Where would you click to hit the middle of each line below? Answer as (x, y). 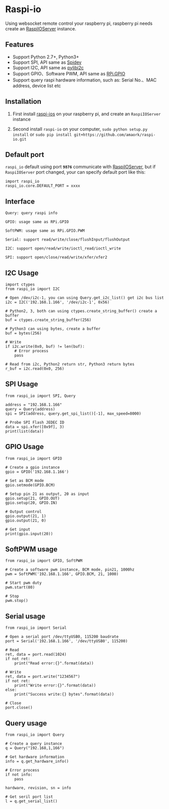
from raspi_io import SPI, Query (40, 396)
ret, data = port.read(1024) (36, 655)
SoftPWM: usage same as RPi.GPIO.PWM (45, 231)
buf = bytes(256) (24, 333)
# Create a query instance (34, 744)
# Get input (18, 529)
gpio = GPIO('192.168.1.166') (37, 472)
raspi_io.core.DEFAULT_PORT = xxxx (43, 186)
